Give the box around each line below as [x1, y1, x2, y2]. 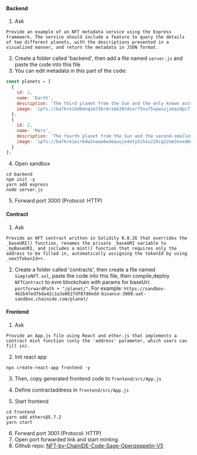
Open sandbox [14, 160, 50, 167]
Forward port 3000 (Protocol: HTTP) [14, 197, 103, 204]
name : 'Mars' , [16, 128, 51, 134]
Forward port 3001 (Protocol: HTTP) [14, 429, 101, 437]
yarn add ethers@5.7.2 [6, 414, 62, 420]
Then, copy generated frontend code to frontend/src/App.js [14, 375, 162, 382]
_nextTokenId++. [6, 255, 46, 261]
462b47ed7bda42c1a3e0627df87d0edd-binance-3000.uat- [14, 291, 147, 296]
